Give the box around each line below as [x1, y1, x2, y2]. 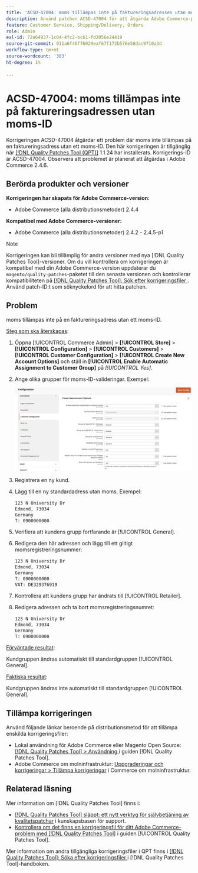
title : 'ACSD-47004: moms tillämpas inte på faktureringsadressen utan [6, 9, 186, 15]
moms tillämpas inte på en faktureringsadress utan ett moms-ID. [6, 316, 162, 324]
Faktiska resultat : [6, 673, 48, 680]
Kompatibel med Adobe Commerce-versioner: [6, 218, 122, 225]
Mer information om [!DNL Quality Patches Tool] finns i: [6, 799, 140, 807]
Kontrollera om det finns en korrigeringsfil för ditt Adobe [14, 823, 151, 830]
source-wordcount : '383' [6, 53, 67, 59]
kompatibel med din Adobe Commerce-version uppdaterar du [6, 264, 156, 271]
